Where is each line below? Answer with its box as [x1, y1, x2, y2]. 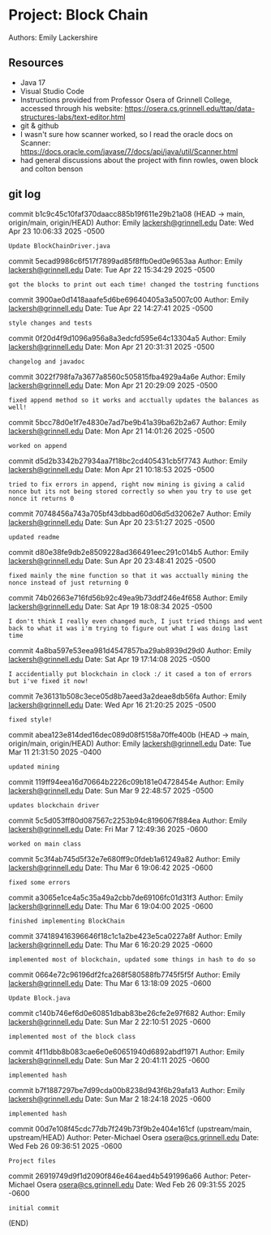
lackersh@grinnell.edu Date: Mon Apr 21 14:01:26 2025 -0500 [8, 426, 215, 436]
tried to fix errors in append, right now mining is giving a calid [8, 480, 245, 488]
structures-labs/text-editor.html [19, 112, 126, 122]
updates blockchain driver [8, 801, 100, 809]
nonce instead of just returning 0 [8, 579, 129, 587]
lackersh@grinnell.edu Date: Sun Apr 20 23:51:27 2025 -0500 [8, 517, 215, 527]
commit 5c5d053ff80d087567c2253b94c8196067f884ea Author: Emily [8, 815, 247, 825]
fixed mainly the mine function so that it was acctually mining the [8, 571, 249, 579]
